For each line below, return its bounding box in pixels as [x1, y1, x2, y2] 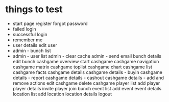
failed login [12, 25, 37, 32]
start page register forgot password [12, 20, 88, 27]
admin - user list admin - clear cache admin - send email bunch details [12, 53, 162, 59]
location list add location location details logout [12, 91, 112, 97]
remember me [12, 37, 43, 43]
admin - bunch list [12, 47, 51, 54]
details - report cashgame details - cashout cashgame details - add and [12, 74, 164, 81]
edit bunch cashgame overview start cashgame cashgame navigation [12, 58, 159, 64]
